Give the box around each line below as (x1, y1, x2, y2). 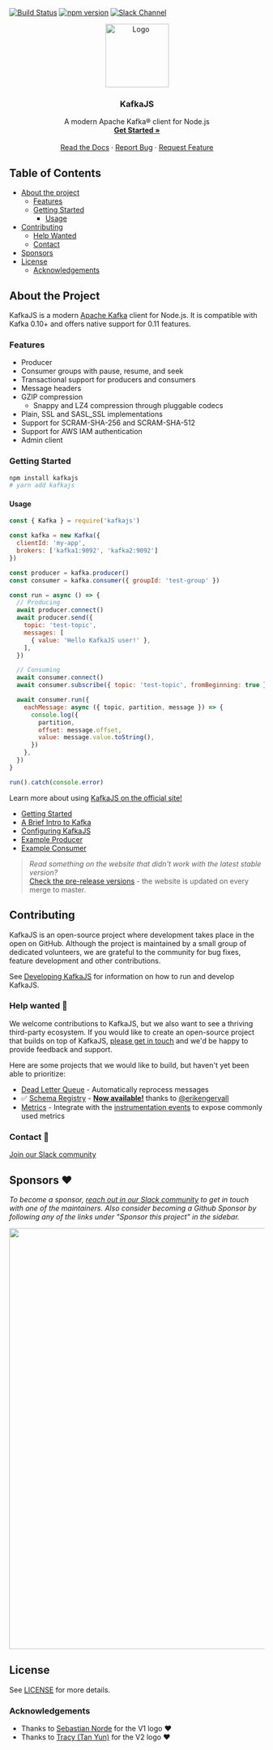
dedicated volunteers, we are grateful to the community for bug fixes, (9, 947, 241, 957)
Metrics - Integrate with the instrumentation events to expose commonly (20, 1102, 262, 1111)
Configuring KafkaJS (20, 826, 92, 836)
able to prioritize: (9, 1068, 66, 1078)
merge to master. (28, 884, 87, 894)
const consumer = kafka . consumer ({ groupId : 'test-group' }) (9, 576, 220, 584)
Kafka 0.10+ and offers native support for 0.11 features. (9, 319, 191, 329)
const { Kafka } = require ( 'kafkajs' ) (9, 517, 140, 525)
